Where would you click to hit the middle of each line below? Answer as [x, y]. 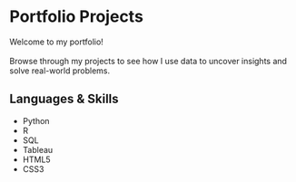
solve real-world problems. [60, 71]
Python [36, 120]
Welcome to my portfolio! [57, 42]
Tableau [38, 149]
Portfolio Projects [76, 17]
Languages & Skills [64, 99]
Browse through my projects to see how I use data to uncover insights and [148, 61]
